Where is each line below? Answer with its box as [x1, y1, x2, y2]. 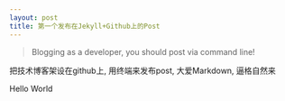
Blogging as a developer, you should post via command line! [31, 46, 255, 57]
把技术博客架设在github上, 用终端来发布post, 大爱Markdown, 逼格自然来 [9, 65, 277, 76]
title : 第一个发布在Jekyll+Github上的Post [9, 22, 161, 31]
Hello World [9, 83, 53, 94]
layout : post [9, 13, 59, 23]
